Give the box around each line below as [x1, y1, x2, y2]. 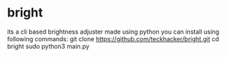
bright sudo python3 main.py [7, 42, 90, 50]
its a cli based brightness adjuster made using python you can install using [7, 27, 220, 36]
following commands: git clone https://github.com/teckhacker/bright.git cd [7, 34, 220, 43]
